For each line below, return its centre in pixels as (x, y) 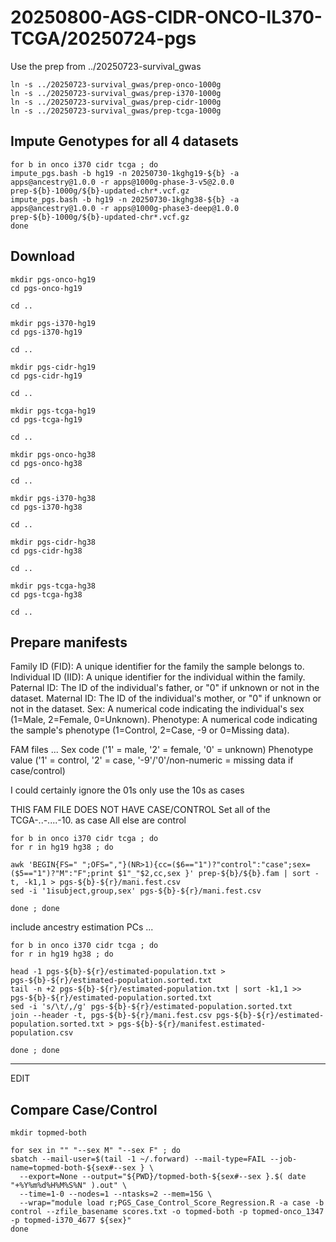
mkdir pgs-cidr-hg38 (53, 542)
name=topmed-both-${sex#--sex (73, 1168)
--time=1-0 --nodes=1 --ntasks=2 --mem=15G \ (116, 1194)
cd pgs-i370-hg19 (46, 332)
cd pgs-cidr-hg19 (46, 376)
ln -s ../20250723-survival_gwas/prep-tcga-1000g (116, 111)
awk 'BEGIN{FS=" (44, 865)
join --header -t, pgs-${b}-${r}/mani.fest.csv (111, 1016)
